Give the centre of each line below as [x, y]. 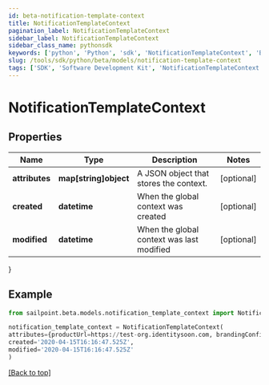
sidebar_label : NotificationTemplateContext [84, 38]
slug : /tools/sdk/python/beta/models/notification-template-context [125, 61]
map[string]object [94, 178]
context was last [168, 239]
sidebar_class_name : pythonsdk [60, 46]
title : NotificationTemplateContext [69, 23]
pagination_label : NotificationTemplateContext [89, 30]
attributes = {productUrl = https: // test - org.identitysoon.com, [111, 335]
